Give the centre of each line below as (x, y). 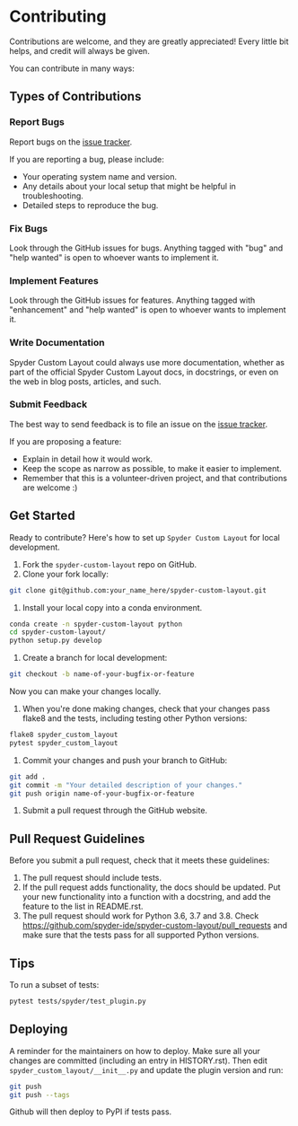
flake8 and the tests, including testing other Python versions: (135, 718)
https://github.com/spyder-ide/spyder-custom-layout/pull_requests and (154, 926)
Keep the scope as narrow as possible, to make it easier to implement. (152, 468)
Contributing (58, 17)
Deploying (39, 1029)
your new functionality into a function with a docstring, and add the (146, 897)
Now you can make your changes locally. (85, 691)
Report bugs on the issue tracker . (71, 142)
